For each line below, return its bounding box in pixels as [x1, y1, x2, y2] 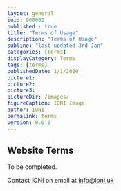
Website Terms [7, 144, 74, 156]
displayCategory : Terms [7, 55, 76, 62]
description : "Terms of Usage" [7, 36, 97, 43]
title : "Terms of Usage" [7, 29, 79, 37]
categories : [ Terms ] [7, 49, 67, 56]
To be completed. [7, 163, 57, 171]
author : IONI [7, 106, 45, 113]
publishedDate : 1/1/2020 [7, 68, 79, 74]
